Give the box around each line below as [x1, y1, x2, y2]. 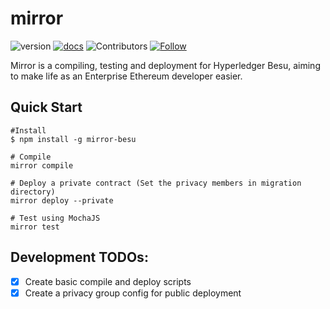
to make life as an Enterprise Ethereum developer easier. [10, 70, 243, 82]
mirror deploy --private [10, 195, 114, 206]
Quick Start [10, 99, 83, 116]
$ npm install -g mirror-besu [10, 134, 137, 144]
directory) [10, 187, 56, 197]
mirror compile [10, 160, 74, 171]
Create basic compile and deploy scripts [24, 275, 192, 287]
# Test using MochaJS [10, 213, 101, 223]
